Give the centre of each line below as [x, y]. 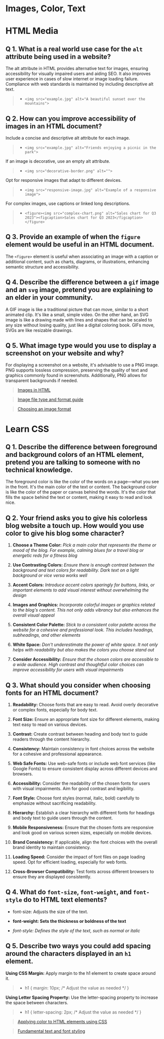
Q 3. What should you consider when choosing [78, 685]
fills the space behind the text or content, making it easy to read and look [79, 497]
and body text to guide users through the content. [63, 818]
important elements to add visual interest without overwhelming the [81, 590]
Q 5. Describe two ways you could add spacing [78, 946]
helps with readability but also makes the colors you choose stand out [83, 650]
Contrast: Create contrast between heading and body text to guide [80, 734]
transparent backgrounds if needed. [42, 381]
